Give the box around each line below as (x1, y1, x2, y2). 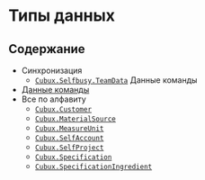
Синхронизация (21, 65, 83, 76)
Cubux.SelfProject (34, 143, 104, 152)
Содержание (8, 41, 86, 57)
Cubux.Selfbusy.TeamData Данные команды (34, 75, 198, 85)
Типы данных (8, 5, 116, 26)
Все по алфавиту (21, 94, 86, 104)
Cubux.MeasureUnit (34, 124, 104, 133)
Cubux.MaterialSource (34, 114, 116, 123)
